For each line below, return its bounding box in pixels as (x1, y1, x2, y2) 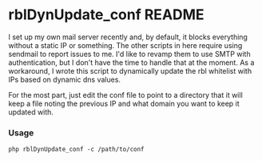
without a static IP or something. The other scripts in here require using (8, 40, 243, 50)
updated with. (8, 107, 54, 117)
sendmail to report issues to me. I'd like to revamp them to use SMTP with (8, 49, 251, 58)
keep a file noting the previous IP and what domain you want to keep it (8, 99, 240, 108)
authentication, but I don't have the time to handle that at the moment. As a (8, 58, 255, 67)
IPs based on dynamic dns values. (8, 74, 121, 84)
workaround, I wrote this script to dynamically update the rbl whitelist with (8, 66, 252, 75)
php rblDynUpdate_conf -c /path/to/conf (8, 146, 145, 154)
